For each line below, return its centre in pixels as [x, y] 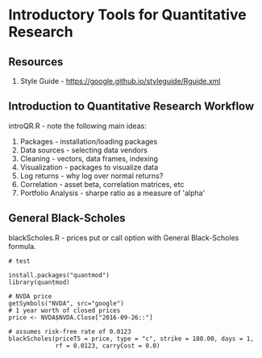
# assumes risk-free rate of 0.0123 [70, 331]
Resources [36, 62]
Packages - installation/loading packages [89, 141]
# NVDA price [30, 296]
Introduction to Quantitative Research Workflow [131, 106]
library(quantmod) [39, 282]
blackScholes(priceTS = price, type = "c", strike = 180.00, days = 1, [131, 339]
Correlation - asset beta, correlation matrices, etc [102, 184]
